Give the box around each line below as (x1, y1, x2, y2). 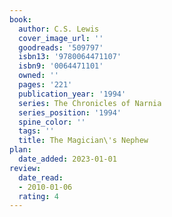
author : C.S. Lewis (18, 24, 100, 34)
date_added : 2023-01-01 (18, 154, 117, 164)
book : (9, 14, 32, 25)
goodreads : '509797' (18, 42, 104, 53)
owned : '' (18, 71, 59, 81)
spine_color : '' (18, 117, 86, 127)
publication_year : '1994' (18, 89, 127, 99)
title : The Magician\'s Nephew (18, 136, 149, 146)
